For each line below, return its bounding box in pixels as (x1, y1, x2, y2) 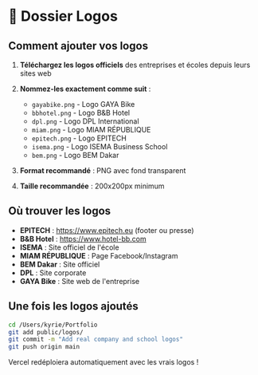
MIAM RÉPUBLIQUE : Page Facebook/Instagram (19, 251, 178, 260)
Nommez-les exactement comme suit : (19, 84, 151, 93)
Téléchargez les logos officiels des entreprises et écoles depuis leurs (19, 60, 251, 69)
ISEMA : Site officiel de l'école (19, 243, 119, 252)
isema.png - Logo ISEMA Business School (31, 142, 168, 151)
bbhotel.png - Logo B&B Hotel (31, 108, 130, 117)
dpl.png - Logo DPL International (31, 116, 139, 126)
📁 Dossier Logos (8, 7, 118, 26)
